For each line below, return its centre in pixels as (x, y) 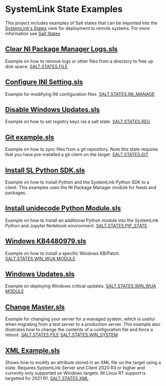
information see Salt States (33, 33)
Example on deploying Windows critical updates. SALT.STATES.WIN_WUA (81, 286)
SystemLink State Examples (64, 9)
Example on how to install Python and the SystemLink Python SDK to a (77, 182)
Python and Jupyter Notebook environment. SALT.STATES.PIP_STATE (76, 225)
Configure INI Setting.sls (44, 82)
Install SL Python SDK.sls (45, 170)
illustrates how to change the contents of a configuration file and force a (79, 330)
